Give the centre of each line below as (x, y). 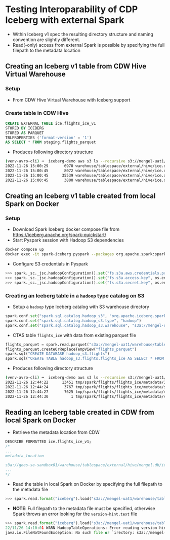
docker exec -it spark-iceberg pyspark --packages (60, 254)
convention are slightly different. (46, 40)
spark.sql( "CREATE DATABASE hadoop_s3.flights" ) (57, 354)
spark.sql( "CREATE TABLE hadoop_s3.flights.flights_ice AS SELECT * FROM (85, 359)
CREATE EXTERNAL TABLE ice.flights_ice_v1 (51, 123)
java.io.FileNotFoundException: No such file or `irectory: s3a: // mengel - (86, 533)
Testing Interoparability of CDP (72, 9)
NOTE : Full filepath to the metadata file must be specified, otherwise (84, 509)
